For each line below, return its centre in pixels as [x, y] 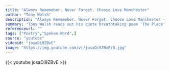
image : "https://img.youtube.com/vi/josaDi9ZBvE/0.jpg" [66, 48]
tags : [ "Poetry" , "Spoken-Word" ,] [41, 33]
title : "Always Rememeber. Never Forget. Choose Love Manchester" [77, 10]
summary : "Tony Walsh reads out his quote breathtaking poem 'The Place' [86, 24]
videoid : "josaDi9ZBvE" [31, 43]
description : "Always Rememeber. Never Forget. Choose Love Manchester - [86, 19]
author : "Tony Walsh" [28, 15]
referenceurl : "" [24, 29]
